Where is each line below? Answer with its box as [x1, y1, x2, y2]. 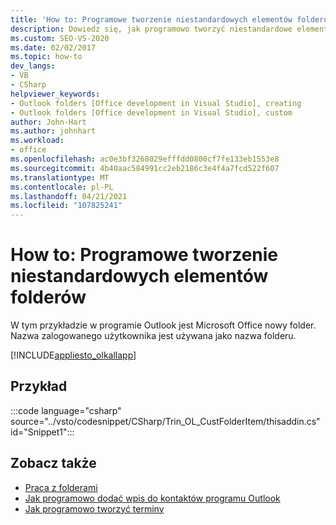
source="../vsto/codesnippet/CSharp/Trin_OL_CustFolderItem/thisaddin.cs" [10, 415, 321, 427]
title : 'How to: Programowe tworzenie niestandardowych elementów [10, 14, 293, 25]
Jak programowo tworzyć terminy [24, 502, 165, 515]
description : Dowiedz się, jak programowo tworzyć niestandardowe [10, 24, 293, 34]
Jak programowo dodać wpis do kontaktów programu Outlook [24, 492, 281, 504]
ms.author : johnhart [10, 126, 97, 136]
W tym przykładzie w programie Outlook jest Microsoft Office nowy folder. [10, 319, 317, 331]
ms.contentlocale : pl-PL [10, 182, 114, 192]
